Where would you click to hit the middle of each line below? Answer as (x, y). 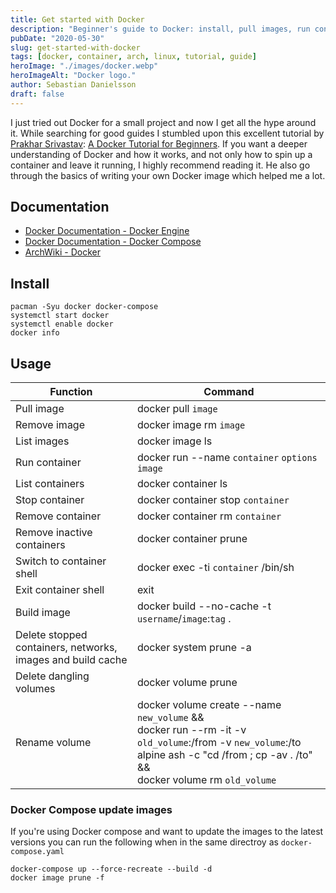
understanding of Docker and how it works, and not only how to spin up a (161, 154)
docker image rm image (191, 425)
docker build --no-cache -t (204, 606)
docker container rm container (209, 516)
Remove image (50, 425)
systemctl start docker (60, 316)
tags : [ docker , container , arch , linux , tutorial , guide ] (133, 57)
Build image (43, 613)
